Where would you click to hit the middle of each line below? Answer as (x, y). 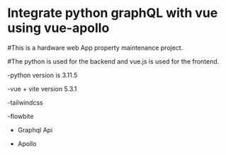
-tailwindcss (26, 102)
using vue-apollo (58, 28)
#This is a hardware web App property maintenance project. (95, 47)
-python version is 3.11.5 (43, 75)
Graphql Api (35, 130)
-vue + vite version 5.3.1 (42, 88)
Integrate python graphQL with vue (113, 13)
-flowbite (21, 116)
